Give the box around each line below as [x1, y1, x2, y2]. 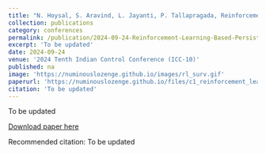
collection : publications [8, 19, 93, 27]
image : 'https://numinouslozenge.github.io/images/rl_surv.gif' [8, 70, 225, 78]
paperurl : [8, 77, 41, 85]
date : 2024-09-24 [8, 48, 66, 56]
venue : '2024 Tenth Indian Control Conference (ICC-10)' [8, 56, 200, 64]
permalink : [8, 33, 44, 42]
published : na [8, 63, 55, 71]
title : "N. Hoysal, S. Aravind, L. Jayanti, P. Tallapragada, [8, 11, 218, 20]
